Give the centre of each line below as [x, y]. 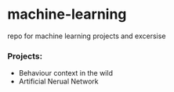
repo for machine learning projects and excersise [87, 36]
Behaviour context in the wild [65, 73]
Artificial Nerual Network [58, 81]
